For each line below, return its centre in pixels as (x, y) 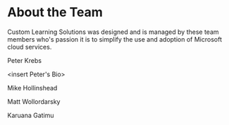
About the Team (55, 12)
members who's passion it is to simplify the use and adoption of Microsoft (114, 39)
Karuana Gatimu (31, 115)
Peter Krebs (25, 60)
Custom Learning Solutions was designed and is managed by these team (113, 32)
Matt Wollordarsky (34, 101)
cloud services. (30, 47)
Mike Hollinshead (32, 88)
